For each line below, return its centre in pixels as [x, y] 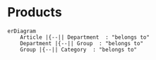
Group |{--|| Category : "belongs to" [79, 49]
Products [35, 12]
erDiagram [22, 31]
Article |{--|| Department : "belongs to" [85, 37]
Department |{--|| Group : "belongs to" [82, 43]
